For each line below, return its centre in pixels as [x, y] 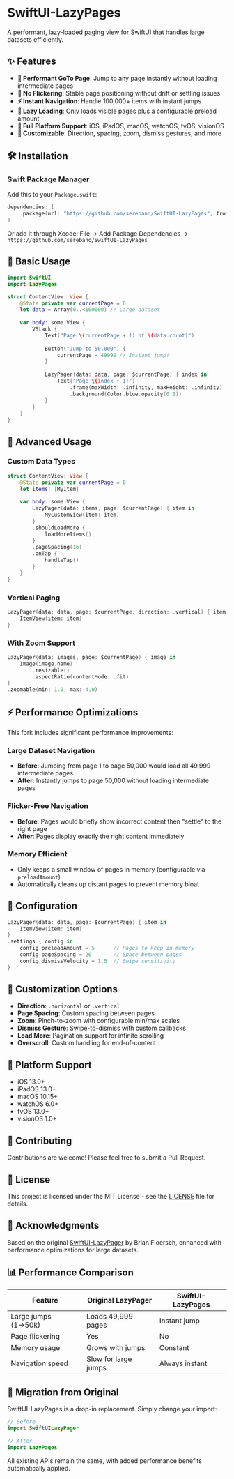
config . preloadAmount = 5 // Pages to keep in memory [107, 948]
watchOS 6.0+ [38, 1104]
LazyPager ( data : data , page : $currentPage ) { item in [87, 922]
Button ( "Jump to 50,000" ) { [85, 349]
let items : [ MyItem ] [49, 489]
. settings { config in [40, 942]
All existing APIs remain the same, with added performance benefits [104, 1461]
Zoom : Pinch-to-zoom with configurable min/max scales [99, 1021]
